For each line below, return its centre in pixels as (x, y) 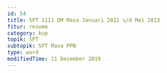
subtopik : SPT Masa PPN (42, 46)
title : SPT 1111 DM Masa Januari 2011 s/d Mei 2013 (83, 20)
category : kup (28, 33)
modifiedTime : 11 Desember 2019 (54, 59)
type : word (23, 53)
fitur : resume (28, 26)
